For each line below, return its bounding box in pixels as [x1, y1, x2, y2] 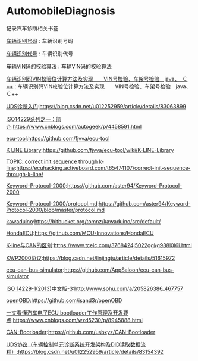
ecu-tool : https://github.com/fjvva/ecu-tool [6, 135, 110, 142]
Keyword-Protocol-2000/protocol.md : [6, 200, 99, 207]
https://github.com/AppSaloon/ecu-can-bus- [64, 266, 174, 273]
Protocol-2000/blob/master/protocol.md [6, 206, 105, 213]
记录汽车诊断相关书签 [6, 24, 58, 32]
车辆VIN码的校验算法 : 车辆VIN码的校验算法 [6, 63, 112, 70]
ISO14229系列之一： [6, 115, 56, 123]
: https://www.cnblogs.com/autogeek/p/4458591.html [11, 123, 142, 130]
